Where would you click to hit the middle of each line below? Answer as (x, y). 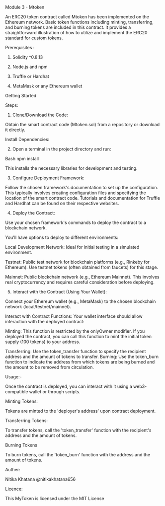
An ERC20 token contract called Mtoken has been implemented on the (77, 17)
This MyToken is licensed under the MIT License (55, 498)
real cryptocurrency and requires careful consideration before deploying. (80, 282)
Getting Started (21, 96)
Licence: (14, 489)
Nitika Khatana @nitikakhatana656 (41, 479)
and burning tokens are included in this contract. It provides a (68, 27)
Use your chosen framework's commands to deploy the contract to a (76, 222)
